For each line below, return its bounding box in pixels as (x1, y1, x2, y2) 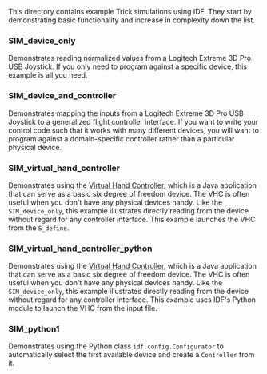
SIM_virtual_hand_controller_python (8, 243, 153, 254)
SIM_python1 (8, 324, 60, 335)
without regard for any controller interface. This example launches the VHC (8, 214, 256, 224)
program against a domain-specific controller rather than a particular (8, 133, 235, 143)
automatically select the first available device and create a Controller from (8, 350, 255, 360)
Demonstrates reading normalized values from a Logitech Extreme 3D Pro (8, 54, 252, 63)
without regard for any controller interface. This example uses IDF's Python (8, 295, 256, 304)
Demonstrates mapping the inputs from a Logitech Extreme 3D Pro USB (8, 108, 244, 118)
